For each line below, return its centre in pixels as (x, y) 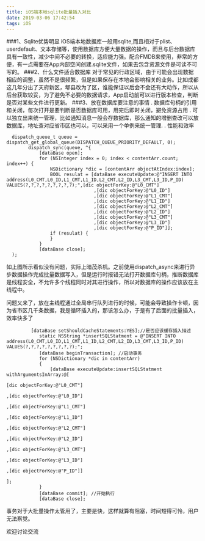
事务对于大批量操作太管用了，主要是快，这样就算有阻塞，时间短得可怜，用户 (103, 511)
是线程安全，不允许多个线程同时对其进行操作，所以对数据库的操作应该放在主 (103, 282)
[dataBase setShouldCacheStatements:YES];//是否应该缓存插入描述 (111, 331)
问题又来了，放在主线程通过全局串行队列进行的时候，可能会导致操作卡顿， (100, 303)
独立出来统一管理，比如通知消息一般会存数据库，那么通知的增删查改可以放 (105, 118)
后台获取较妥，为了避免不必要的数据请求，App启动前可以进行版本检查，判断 (102, 95)
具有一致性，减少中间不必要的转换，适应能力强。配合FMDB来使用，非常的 (100, 57)
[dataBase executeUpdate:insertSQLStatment (106, 370)
